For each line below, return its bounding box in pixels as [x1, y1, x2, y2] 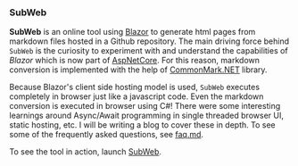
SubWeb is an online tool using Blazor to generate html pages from [9, 27, 256, 37]
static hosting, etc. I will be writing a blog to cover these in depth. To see [9, 120, 276, 130]
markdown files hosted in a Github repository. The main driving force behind [9, 36, 290, 46]
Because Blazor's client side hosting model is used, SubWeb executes [9, 82, 261, 93]
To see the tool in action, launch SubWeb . [9, 146, 162, 157]
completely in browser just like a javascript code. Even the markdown [9, 91, 264, 102]
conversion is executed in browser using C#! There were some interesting [9, 101, 281, 112]
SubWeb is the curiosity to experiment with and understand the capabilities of [9, 46, 288, 56]
